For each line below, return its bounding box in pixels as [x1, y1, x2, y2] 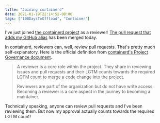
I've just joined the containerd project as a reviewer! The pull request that [5, 30, 151, 35]
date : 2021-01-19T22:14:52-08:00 [5, 12, 73, 17]
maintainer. [16, 94, 40, 100]
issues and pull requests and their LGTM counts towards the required [16, 69, 155, 75]
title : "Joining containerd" [5, 7, 64, 12]
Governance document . [5, 54, 52, 60]
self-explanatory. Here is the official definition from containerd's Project [5, 49, 148, 55]
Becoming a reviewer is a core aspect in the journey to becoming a [16, 88, 151, 95]
